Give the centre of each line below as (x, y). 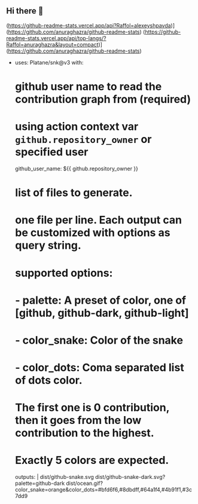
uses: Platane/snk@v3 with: (49, 62)
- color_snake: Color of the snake (99, 340)
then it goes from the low (78, 421)
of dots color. (48, 381)
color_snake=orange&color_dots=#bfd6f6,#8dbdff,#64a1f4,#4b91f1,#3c (103, 490)
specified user (51, 152)
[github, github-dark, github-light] (102, 313)
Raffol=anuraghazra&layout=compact (52, 44)
